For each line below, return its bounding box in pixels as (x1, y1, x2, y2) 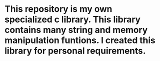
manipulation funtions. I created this (4, 35, 156, 46)
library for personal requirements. (4, 45, 146, 57)
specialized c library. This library (4, 14, 141, 25)
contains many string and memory (4, 25, 148, 35)
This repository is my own (4, 3, 112, 15)
